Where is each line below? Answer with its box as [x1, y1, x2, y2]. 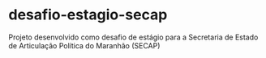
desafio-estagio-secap [8, 6, 168, 24]
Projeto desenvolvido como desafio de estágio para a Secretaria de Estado [8, 32, 259, 42]
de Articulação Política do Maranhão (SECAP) [8, 40, 161, 50]
